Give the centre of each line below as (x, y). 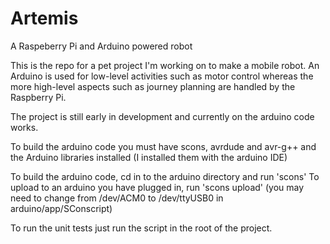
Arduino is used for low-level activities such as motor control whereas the (162, 76)
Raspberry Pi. (38, 97)
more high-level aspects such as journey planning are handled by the (153, 86)
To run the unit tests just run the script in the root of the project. (141, 228)
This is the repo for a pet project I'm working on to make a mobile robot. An (165, 65)
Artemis (44, 18)
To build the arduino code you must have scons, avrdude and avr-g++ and (163, 146)
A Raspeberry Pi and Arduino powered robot (101, 46)
